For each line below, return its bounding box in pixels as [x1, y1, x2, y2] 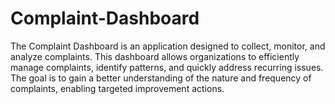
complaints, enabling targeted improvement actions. [10, 82, 225, 94]
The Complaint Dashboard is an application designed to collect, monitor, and [10, 40, 326, 52]
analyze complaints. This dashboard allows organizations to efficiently [10, 50, 300, 62]
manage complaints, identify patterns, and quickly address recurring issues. [10, 61, 324, 73]
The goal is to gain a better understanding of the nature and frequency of [10, 72, 312, 84]
